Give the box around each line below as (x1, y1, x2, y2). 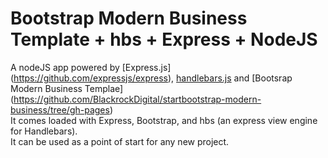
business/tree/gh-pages (10, 103, 110, 116)
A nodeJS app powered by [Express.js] (10, 61, 172, 73)
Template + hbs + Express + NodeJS (10, 28, 318, 51)
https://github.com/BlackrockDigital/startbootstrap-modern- (13, 93, 262, 105)
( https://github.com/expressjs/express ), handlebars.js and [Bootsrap (10, 72, 293, 84)
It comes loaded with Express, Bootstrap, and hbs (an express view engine (10, 114, 318, 126)
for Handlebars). (10, 125, 78, 137)
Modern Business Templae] (10, 82, 124, 94)
